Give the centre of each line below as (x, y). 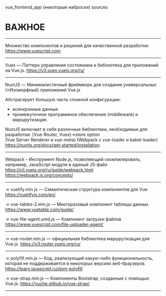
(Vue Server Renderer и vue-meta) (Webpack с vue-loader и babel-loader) (82, 140)
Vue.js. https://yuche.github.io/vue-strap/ (47, 283)
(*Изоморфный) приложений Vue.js (43, 90)
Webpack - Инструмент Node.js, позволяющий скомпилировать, (73, 159)
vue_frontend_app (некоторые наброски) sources (57, 7)
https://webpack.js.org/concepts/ (39, 175)
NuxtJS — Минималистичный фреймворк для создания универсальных (81, 84)
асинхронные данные (35, 109)
